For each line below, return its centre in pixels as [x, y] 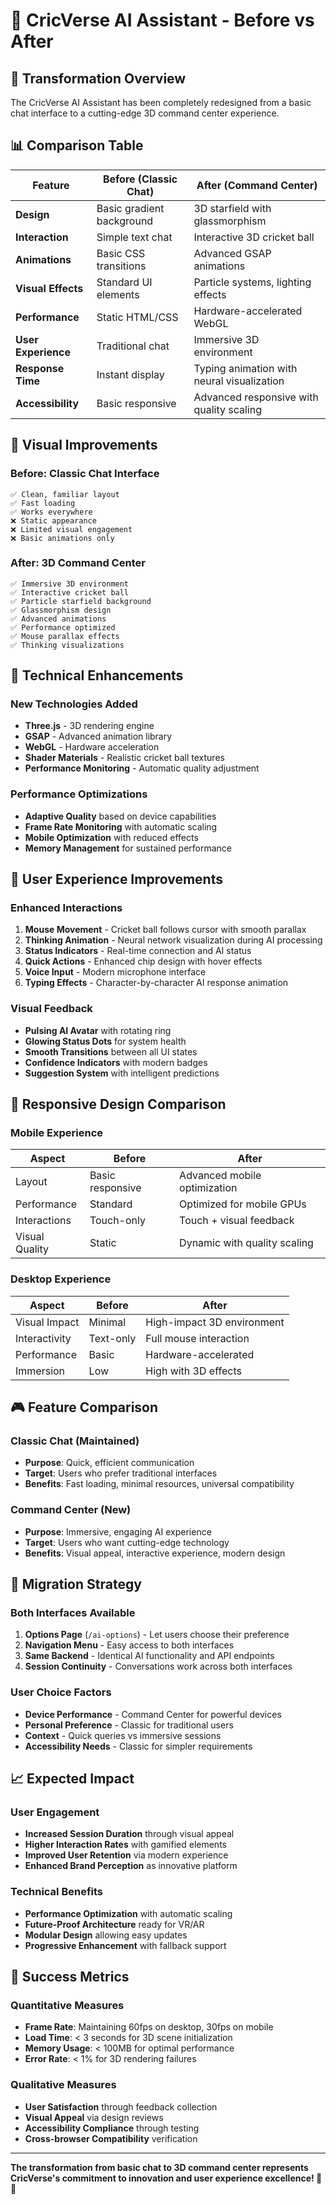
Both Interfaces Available [73, 1613]
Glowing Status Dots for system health [105, 1041]
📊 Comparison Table [77, 145]
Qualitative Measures [63, 2085]
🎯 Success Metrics [70, 1977]
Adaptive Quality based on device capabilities [120, 816]
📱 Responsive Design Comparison [118, 1104]
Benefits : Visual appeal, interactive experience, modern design [155, 1553]
